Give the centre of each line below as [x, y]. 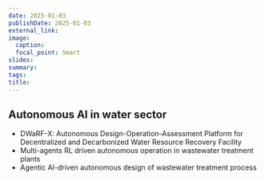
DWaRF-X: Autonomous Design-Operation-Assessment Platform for [132, 134]
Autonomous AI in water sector [88, 114]
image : [19, 38]
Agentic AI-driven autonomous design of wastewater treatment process [139, 167]
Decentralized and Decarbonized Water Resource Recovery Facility [131, 142]
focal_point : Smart [48, 53]
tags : [17, 75]
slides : [21, 61]
